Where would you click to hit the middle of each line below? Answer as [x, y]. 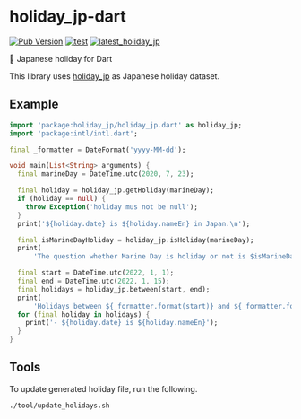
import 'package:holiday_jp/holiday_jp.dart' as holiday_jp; [126, 125]
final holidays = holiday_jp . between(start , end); [114, 289]
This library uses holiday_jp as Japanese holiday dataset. [115, 76]
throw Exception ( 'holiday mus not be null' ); [112, 207]
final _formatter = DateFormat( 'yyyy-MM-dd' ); [98, 150]
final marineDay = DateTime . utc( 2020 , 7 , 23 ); [106, 174]
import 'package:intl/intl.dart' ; [74, 133]
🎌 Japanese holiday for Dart [61, 58]
